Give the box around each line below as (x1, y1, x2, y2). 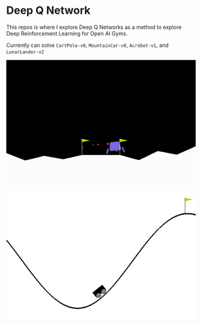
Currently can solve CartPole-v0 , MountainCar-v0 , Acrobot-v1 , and (6, 41, 169, 49)
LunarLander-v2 (6, 49, 44, 55)
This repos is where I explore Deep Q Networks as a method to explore (6, 23, 182, 31)
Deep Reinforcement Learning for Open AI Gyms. (6, 29, 128, 37)
